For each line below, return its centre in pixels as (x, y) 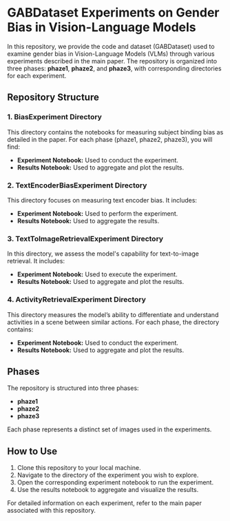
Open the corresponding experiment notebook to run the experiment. (115, 482)
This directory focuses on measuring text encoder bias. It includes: (102, 200)
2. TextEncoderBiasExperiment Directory (77, 185)
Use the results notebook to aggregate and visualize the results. (108, 490)
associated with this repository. (52, 511)
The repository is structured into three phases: (73, 388)
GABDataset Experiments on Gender (113, 13)
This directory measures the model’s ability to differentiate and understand (113, 314)
